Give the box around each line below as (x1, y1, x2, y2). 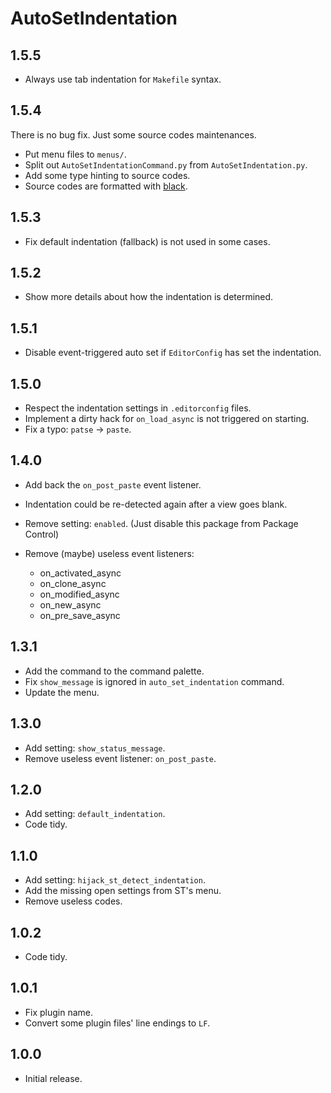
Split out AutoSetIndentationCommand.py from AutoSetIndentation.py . (24, 158, 308, 171)
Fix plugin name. (24, 1006, 94, 1018)
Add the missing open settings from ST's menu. (24, 885, 222, 897)
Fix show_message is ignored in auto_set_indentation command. (24, 675, 285, 687)
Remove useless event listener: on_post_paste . (24, 752, 217, 764)
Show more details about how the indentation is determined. (24, 291, 274, 303)
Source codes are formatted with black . (24, 180, 188, 192)
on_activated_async (39, 567, 122, 579)
